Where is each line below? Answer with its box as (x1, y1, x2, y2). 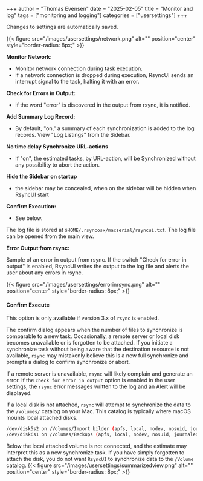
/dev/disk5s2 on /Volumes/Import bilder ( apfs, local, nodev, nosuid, (6, 426, 188, 432)
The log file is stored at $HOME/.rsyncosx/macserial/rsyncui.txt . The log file (6, 227, 196, 233)
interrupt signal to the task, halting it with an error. (14, 78, 140, 85)
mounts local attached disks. (6, 414, 78, 422)
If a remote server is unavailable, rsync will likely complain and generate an (6, 370, 193, 377)
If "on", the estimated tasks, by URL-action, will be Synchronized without (14, 154, 196, 162)
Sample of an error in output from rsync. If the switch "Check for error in (6, 256, 187, 263)
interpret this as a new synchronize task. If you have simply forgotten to (6, 448, 185, 456)
